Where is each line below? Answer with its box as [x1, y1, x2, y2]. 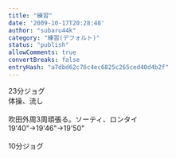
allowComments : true [8, 48, 77, 56]
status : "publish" [8, 41, 69, 49]
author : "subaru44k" [8, 26, 77, 34]
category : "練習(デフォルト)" [8, 33, 100, 42]
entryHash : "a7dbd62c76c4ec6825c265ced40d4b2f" [8, 64, 170, 71]
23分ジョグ [8, 86, 45, 95]
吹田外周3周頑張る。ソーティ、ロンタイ [8, 114, 138, 124]
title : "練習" [8, 11, 53, 20]
